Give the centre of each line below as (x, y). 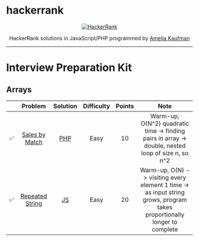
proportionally (165, 214)
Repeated (34, 196)
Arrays (19, 89)
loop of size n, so (165, 153)
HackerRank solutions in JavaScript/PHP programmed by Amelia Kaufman (99, 38)
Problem (34, 106)
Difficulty (97, 106)
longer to (165, 221)
